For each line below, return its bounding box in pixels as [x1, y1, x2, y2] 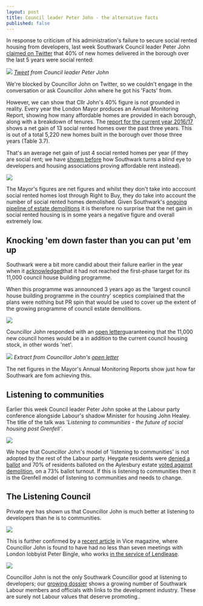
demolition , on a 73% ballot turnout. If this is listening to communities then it [6, 467, 196, 475]
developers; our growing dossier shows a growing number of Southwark [6, 580, 187, 587]
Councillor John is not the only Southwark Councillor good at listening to [6, 573, 187, 580]
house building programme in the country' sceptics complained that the [6, 292, 185, 300]
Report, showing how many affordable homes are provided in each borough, [6, 112, 197, 119]
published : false [6, 20, 50, 26]
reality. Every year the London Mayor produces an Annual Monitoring [6, 105, 179, 112]
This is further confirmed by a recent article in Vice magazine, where [6, 537, 178, 545]
